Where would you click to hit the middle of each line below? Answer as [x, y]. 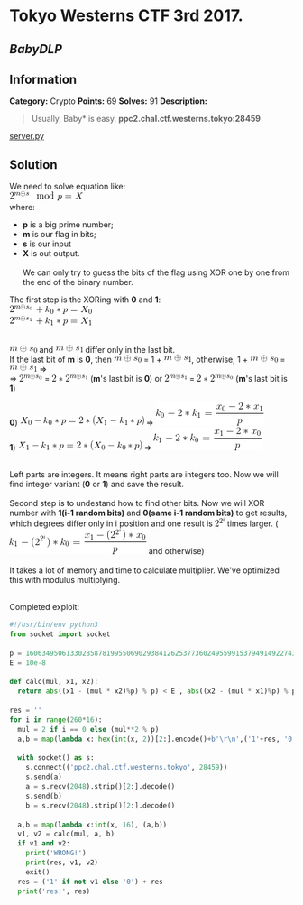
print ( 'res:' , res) [54, 891]
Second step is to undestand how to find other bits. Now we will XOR [137, 503]
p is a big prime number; [68, 225]
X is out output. [51, 254]
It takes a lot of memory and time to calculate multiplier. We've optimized [144, 570]
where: [23, 208]
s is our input [47, 244]
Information [43, 79]
